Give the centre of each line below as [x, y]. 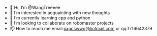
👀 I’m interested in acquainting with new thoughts [60, 13]
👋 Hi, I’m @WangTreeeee [35, 8]
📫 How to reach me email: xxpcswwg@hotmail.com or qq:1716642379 [81, 28]
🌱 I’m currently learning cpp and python [50, 18]
